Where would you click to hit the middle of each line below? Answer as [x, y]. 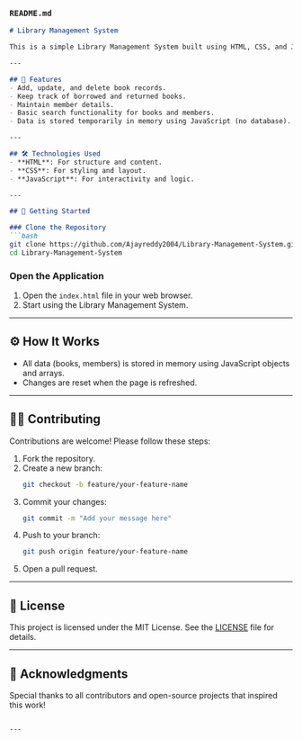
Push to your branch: [61, 536]
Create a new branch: [62, 468]
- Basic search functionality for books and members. [112, 113]
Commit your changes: [64, 501]
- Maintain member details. [62, 104]
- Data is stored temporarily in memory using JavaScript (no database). [151, 122]
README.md [31, 13]
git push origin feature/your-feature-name [105, 552]
